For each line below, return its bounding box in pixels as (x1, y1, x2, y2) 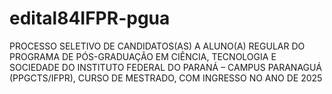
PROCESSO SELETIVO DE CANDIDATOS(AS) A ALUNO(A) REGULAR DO (9, 40, 306, 52)
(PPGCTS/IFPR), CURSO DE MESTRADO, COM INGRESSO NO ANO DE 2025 (9, 72, 323, 84)
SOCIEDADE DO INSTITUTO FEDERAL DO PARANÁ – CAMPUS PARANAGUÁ (9, 61, 322, 73)
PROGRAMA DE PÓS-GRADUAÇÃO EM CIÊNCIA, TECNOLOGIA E (9, 50, 277, 62)
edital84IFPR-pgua (9, 7, 171, 30)
